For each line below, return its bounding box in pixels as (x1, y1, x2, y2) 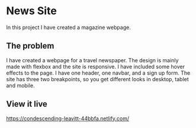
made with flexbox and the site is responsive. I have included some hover (6, 63, 185, 70)
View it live (6, 99, 47, 109)
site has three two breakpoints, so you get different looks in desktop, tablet (6, 75, 189, 82)
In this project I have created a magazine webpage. (6, 24, 131, 31)
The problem (6, 41, 54, 51)
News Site (6, 4, 57, 18)
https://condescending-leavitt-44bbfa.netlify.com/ (6, 114, 129, 122)
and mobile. (6, 82, 35, 89)
